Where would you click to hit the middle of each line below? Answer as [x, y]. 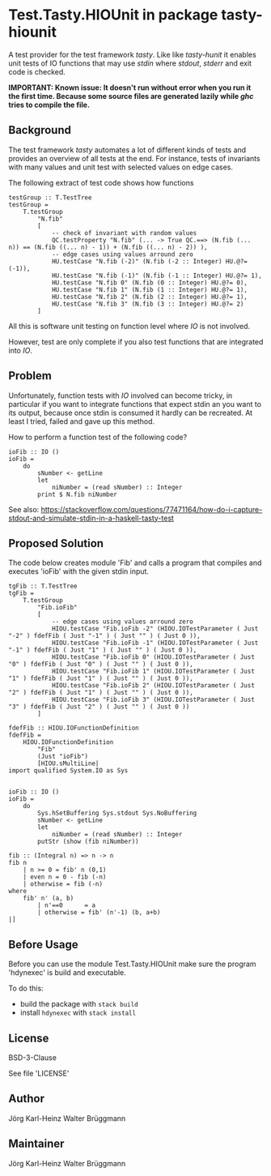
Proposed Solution [56, 543]
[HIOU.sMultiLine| [68, 763]
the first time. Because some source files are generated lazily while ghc [131, 96]
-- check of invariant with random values [124, 233]
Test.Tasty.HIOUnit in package [113, 15]
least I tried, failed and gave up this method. [82, 421]
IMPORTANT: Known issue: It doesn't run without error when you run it [130, 88]
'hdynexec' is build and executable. [68, 973]
